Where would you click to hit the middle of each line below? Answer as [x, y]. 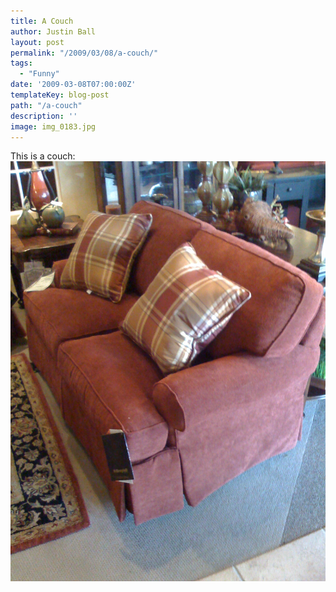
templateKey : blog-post [60, 95]
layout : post [37, 42]
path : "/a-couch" [46, 105]
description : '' [44, 116]
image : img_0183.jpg [53, 126]
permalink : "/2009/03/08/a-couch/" [84, 53]
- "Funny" [39, 74]
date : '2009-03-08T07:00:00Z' [73, 85]
